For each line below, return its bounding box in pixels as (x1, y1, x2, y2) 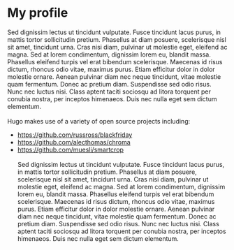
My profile (7, 5, 68, 21)
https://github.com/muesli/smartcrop (17, 145, 124, 154)
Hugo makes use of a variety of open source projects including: (7, 117, 191, 125)
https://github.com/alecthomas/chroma (17, 138, 131, 146)
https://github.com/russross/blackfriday (17, 131, 133, 139)
